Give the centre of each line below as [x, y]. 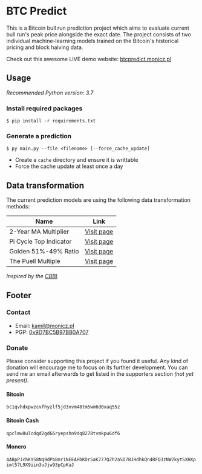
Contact [18, 312]
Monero [16, 447]
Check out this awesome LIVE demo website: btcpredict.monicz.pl [89, 59]
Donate [17, 348]
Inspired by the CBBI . [33, 276]
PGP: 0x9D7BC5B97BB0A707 [52, 332]
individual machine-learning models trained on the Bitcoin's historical [93, 41]
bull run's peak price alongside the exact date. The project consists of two [99, 34]
